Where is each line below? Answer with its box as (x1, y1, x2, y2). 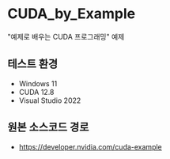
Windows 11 (18, 78, 58, 88)
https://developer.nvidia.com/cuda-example (18, 142, 163, 151)
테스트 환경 (7, 57, 59, 71)
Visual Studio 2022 (18, 96, 81, 105)
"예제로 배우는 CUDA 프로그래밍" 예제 (7, 32, 125, 41)
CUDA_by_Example (7, 5, 136, 23)
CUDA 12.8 (18, 87, 55, 97)
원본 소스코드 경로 (7, 120, 89, 134)
